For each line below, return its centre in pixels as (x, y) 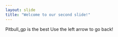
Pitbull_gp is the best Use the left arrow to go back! (59, 29)
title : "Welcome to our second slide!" (48, 15)
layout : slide (21, 10)
